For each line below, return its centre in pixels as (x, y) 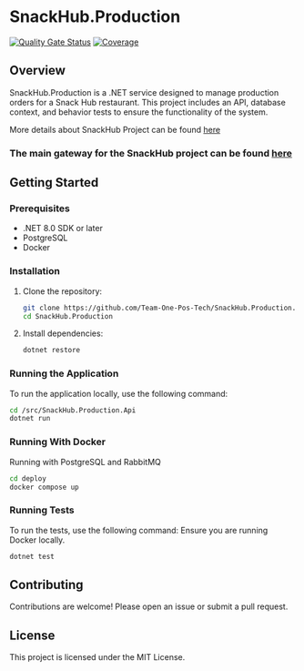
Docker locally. (37, 540)
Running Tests (42, 510)
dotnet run (30, 419)
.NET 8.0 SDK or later (62, 229)
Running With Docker (58, 442)
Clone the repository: (62, 291)
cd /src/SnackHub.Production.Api (73, 410)
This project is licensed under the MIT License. (97, 657)
